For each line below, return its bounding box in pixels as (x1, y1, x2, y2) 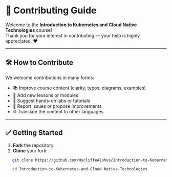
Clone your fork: (12, 147, 48, 153)
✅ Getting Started (5, 128, 63, 137)
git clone (12, 158, 33, 163)
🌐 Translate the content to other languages (12, 108, 104, 114)
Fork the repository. (12, 142, 55, 148)
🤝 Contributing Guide (5, 5, 97, 16)
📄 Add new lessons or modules (12, 92, 78, 98)
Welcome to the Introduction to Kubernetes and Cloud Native (5, 22, 137, 28)
